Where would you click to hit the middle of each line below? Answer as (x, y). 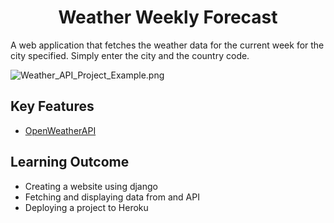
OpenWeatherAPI (60, 130)
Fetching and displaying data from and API (112, 197)
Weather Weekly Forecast (168, 17)
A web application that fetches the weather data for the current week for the (167, 45)
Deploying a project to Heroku (86, 207)
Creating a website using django (91, 186)
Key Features (52, 106)
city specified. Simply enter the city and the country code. (130, 55)
